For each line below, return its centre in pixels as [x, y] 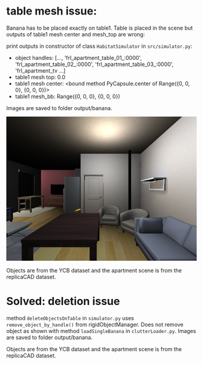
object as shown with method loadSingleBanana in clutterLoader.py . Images [101, 330]
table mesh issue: [52, 11]
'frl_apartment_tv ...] [40, 70]
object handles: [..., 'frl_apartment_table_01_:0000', [78, 58]
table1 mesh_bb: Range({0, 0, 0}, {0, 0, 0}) [67, 96]
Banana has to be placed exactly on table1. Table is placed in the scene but [100, 28]
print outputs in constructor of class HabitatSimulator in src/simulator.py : [99, 46]
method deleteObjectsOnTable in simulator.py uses [70, 318]
